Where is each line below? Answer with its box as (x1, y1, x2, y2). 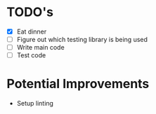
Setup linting (16, 99, 54, 108)
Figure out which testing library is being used (16, 36, 148, 43)
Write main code (16, 43, 65, 52)
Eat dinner (16, 27, 47, 36)
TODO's (6, 4, 54, 20)
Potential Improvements (6, 76, 150, 92)
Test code (16, 51, 46, 59)
